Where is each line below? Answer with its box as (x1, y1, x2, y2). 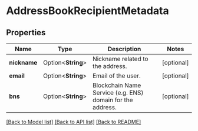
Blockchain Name (92, 81, 141, 89)
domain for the (92, 96, 134, 104)
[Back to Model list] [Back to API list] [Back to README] (6, 119, 141, 125)
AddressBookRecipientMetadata (6, 4, 169, 18)
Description (107, 45, 141, 53)
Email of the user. (92, 72, 141, 80)
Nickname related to (92, 55, 148, 63)
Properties (6, 28, 46, 38)
